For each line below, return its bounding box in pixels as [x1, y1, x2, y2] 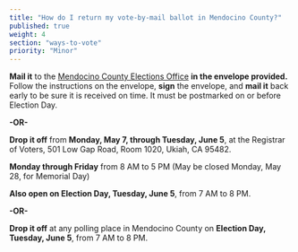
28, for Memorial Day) [9, 171, 90, 182]
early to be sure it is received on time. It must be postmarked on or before [9, 91, 282, 101]
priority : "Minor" [9, 47, 78, 56]
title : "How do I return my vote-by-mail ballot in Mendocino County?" [9, 13, 282, 22]
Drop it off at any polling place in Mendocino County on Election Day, [9, 223, 267, 234]
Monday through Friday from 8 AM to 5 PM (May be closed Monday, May [9, 161, 282, 172]
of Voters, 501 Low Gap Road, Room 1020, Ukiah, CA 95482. [9, 144, 232, 155]
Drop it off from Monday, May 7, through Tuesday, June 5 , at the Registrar [9, 135, 285, 145]
